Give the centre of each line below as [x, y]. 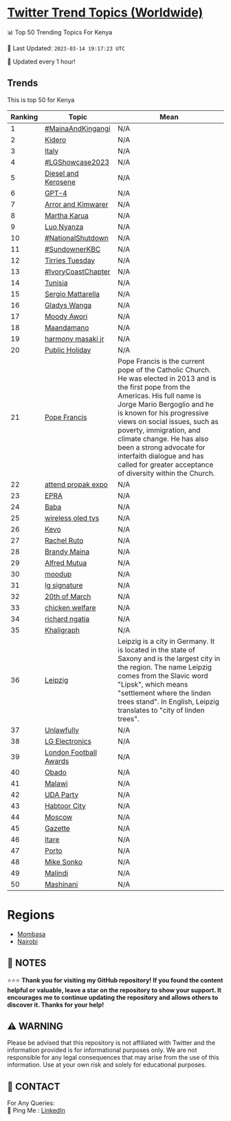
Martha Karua [67, 215]
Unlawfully [62, 730]
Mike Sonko [64, 862]
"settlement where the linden [164, 693]
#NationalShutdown [76, 238]
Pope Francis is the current [161, 361]
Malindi [56, 873]
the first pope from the [154, 387]
